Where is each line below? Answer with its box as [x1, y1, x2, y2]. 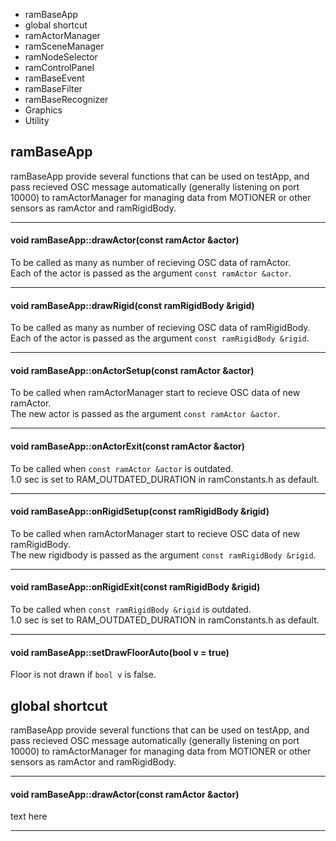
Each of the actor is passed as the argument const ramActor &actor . [10, 267, 292, 279]
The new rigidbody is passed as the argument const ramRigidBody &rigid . [10, 549, 317, 561]
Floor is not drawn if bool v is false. [10, 669, 157, 681]
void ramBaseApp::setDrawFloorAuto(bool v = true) [10, 646, 230, 658]
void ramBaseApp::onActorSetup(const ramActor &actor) [10, 364, 255, 376]
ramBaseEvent [24, 72, 85, 84]
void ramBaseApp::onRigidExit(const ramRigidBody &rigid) [10, 581, 261, 593]
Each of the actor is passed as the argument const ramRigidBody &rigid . [10, 332, 310, 344]
